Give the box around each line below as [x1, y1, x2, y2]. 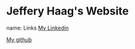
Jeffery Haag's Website [6, 4, 130, 18]
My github [6, 36, 32, 43]
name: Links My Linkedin [6, 24, 69, 31]
